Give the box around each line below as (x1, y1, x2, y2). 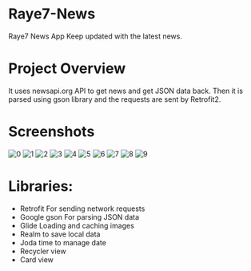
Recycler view (19, 246, 66, 256)
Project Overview (8, 59, 126, 78)
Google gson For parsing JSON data (19, 212, 140, 221)
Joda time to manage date (19, 237, 106, 247)
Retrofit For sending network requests (19, 204, 145, 213)
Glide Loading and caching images (19, 220, 134, 230)
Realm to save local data (19, 229, 101, 239)
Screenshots (8, 123, 95, 141)
